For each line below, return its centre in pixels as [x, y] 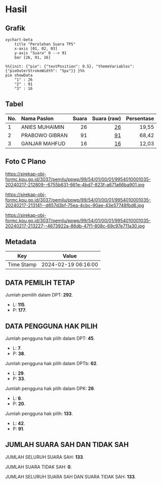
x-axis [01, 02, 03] [36, 49]
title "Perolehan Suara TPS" [45, 44]
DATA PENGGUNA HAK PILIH [51, 326]
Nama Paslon [37, 118]
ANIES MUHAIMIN [43, 127]
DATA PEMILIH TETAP [40, 283]
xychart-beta [19, 40]
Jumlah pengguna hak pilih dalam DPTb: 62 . [51, 364]
